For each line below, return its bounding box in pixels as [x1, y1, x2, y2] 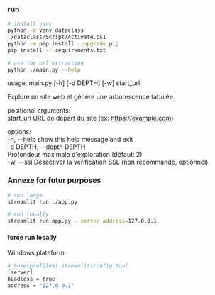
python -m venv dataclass [7, 27, 84, 34]
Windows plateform [7, 249, 65, 257]
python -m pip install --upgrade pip [7, 40, 119, 47]
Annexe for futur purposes [7, 175, 101, 185]
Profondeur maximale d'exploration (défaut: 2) [7, 150, 143, 159]
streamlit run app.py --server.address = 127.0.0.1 [7, 218, 158, 225]
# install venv [7, 21, 53, 28]
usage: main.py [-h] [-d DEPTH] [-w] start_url [7, 79, 140, 87]
